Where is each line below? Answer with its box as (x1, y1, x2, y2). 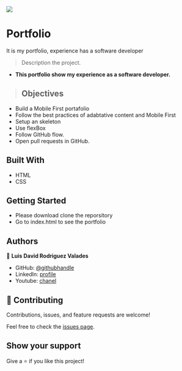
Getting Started (6, 195, 67, 206)
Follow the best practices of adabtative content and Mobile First (15, 111, 176, 119)
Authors (6, 236, 38, 246)
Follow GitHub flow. (15, 130, 64, 138)
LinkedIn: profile (15, 271, 56, 278)
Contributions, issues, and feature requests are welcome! (6, 311, 151, 318)
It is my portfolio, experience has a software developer (6, 47, 144, 54)
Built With (6, 155, 45, 165)
